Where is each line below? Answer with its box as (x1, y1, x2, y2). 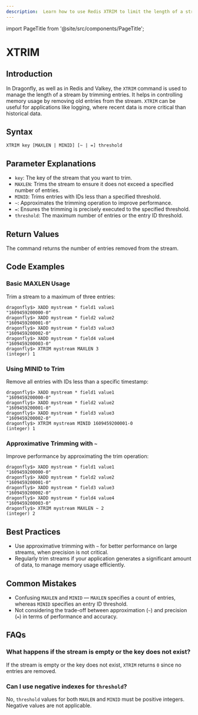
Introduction (6, 69, 53, 79)
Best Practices (6, 526, 61, 537)
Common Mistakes (6, 578, 77, 589)
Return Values (6, 229, 60, 239)
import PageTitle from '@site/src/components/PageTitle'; (6, 25, 144, 32)
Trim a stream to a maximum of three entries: (6, 293, 115, 300)
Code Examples (6, 262, 65, 272)
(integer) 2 (6, 511, 35, 517)
